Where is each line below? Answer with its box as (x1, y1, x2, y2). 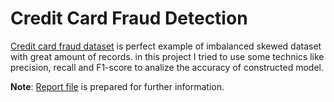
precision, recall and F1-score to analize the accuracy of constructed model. (10, 61, 325, 73)
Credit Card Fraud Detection (10, 7, 248, 30)
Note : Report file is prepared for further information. (10, 80, 225, 92)
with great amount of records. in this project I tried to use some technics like (10, 50, 325, 62)
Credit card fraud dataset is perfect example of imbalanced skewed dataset (10, 40, 322, 52)
